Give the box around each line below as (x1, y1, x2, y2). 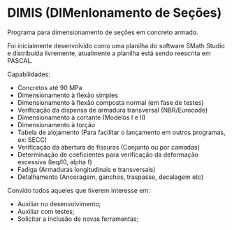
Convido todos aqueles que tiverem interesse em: (7, 186, 150, 194)
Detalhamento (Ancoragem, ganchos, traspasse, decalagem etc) (17, 173, 204, 181)
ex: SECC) (17, 135, 48, 144)
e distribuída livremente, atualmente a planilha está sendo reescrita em (7, 49, 211, 57)
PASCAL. (7, 56, 34, 64)
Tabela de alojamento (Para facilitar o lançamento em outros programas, (17, 128, 226, 136)
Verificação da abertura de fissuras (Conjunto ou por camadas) (17, 143, 201, 151)
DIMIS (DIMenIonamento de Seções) (7, 5, 222, 21)
